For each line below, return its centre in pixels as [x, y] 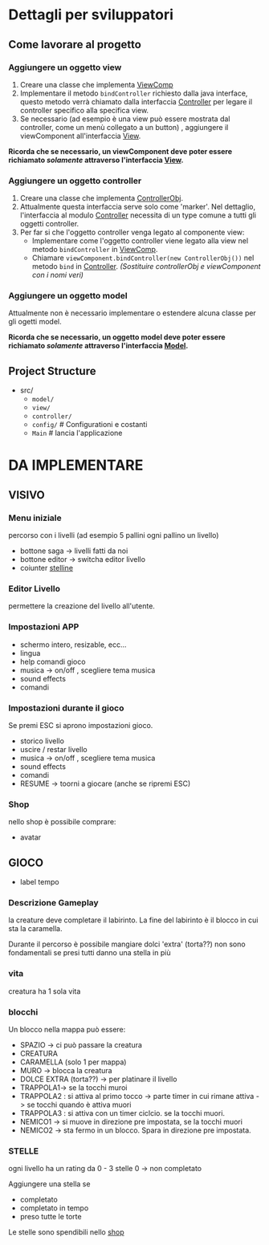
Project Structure [52, 371]
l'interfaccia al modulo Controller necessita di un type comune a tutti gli [138, 215]
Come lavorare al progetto [75, 45]
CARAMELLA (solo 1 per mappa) [73, 1062]
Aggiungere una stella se [49, 1184]
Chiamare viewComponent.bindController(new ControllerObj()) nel [143, 258]
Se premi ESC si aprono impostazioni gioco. [81, 726]
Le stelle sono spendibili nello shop [66, 1232]
